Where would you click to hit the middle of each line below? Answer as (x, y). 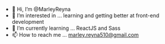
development (28, 22)
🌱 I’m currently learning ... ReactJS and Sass (66, 28)
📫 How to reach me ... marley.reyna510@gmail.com (75, 35)
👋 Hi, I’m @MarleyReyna (41, 9)
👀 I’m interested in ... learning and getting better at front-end (85, 15)
